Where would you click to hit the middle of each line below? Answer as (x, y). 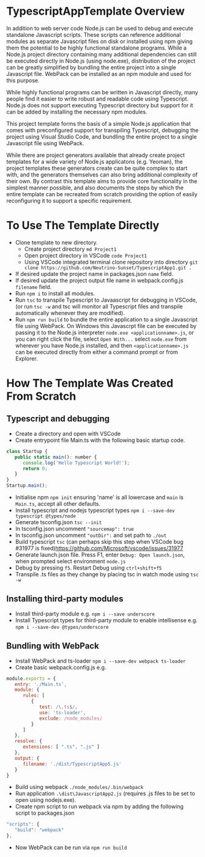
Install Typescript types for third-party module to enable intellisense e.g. (106, 620)
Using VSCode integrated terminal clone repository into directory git (111, 262)
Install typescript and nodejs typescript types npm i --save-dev (95, 510)
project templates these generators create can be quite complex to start (97, 168)
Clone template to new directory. (56, 242)
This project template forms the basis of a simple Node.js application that (99, 123)
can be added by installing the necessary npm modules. (77, 112)
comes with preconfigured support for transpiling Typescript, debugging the (102, 130)
